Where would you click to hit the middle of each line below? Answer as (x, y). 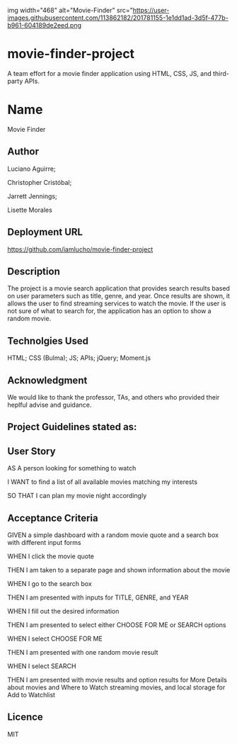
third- (221, 73)
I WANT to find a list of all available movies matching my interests (103, 482)
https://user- (151, 10)
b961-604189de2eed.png (45, 25)
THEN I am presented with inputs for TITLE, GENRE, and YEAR (98, 597)
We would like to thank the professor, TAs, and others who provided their (114, 397)
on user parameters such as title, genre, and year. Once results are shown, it (118, 296)
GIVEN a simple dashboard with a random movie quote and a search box (113, 535)
